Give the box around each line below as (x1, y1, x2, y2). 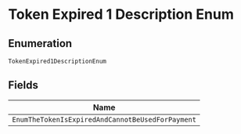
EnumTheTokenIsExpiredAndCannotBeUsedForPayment (12, 115, 197, 124)
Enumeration (8, 37, 73, 50)
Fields (8, 78, 39, 92)
